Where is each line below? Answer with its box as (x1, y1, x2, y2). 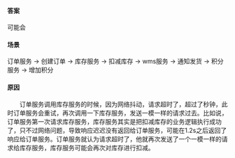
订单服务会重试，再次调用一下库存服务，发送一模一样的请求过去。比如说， (13, 109, 228, 117)
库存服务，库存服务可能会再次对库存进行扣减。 (19, 143, 155, 152)
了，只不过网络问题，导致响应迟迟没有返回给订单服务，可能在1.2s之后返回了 (7, 126, 227, 134)
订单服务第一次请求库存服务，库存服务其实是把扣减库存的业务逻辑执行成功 (7, 117, 222, 125)
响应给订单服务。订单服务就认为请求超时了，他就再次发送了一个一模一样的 (7, 134, 222, 143)
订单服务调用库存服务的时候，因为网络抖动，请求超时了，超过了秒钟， (20, 100, 222, 108)
